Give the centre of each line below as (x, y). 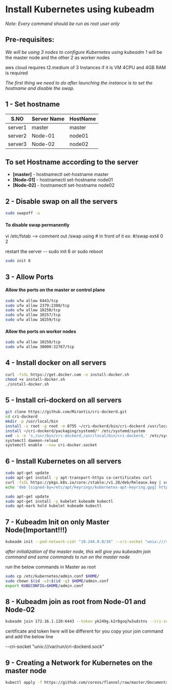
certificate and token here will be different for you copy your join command (84, 631)
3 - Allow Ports (29, 277)
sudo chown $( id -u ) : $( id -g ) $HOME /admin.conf (57, 581)
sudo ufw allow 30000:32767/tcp (40, 347)
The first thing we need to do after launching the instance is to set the (79, 82)
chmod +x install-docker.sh (35, 379)
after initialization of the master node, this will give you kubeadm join (78, 551)
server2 (17, 136)
